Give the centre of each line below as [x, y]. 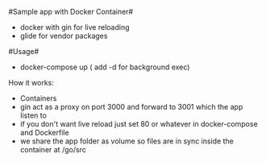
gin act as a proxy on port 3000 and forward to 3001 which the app [131, 107]
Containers [38, 98]
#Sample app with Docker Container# [71, 12]
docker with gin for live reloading [75, 27]
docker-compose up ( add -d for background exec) [105, 67]
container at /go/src [53, 150]
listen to [33, 115]
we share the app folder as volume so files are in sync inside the [127, 141]
